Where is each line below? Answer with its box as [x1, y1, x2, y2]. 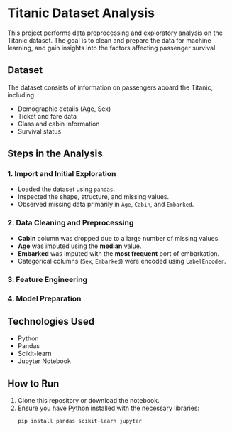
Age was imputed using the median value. [17, 242, 142, 250]
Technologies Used [7, 315, 94, 328]
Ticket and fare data [17, 112, 77, 120]
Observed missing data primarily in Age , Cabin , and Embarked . [17, 200, 194, 209]
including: [7, 90, 37, 99]
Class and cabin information [17, 119, 100, 128]
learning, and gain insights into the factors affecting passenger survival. [7, 43, 218, 52]
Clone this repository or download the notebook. [17, 396, 160, 405]
